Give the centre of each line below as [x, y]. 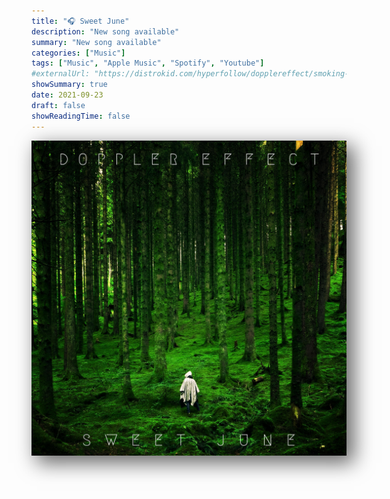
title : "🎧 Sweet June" [80, 21]
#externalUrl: [61, 74]
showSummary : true [69, 85]
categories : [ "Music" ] [78, 53]
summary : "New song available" [96, 42]
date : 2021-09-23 [67, 95]
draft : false [58, 105]
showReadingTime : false [81, 116]
